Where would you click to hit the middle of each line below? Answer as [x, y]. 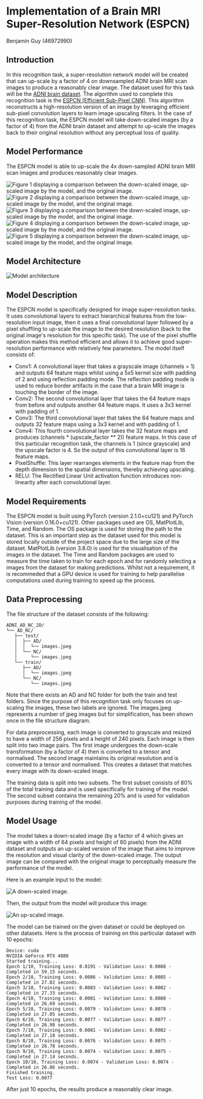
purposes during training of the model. [54, 802]
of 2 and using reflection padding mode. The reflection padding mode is [105, 379]
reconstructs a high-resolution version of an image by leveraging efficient [98, 107]
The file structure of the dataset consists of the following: [78, 614]
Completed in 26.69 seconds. [43, 1004]
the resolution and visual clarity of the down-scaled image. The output [94, 855]
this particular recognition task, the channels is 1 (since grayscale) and [103, 444]
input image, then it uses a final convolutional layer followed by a [113, 322]
